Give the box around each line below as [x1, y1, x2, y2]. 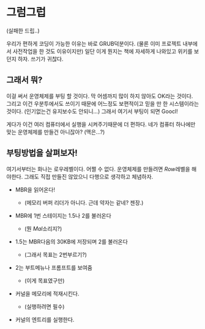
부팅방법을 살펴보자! [6, 148, 78, 158]
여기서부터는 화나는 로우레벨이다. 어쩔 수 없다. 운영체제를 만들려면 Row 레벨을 [6, 165, 191, 172]
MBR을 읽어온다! [15, 186, 55, 193]
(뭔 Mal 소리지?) [24, 224, 62, 232]
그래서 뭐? [6, 75, 43, 86]
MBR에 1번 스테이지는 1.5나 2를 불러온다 [15, 212, 111, 219]
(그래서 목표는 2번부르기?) [24, 251, 88, 258]
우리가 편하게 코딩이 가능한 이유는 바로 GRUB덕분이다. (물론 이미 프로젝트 [6, 40, 182, 47]
